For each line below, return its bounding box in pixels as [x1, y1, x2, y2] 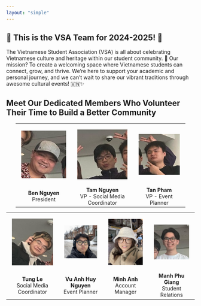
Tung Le [22, 275, 43, 283]
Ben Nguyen [28, 189, 60, 197]
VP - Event [145, 192, 173, 200]
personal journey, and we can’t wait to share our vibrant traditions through [6, 74, 189, 81]
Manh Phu [158, 272, 185, 280]
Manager [114, 288, 137, 295]
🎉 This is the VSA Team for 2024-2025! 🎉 [6, 33, 163, 43]
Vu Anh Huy [65, 275, 96, 283]
